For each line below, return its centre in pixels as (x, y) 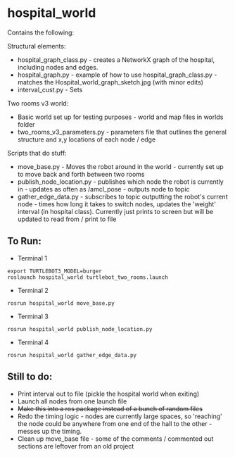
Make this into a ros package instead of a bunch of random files (110, 408)
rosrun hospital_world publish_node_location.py (80, 329)
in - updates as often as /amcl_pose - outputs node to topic (103, 189)
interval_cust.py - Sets (50, 89)
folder (26, 124)
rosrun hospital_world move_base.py (61, 303)
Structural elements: (37, 46)
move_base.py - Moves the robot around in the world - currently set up (120, 166)
